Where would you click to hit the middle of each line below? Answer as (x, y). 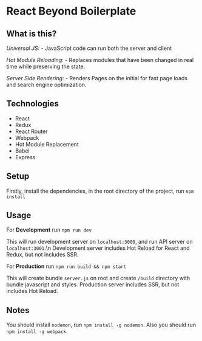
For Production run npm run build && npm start (66, 266)
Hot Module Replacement (47, 144)
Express (25, 157)
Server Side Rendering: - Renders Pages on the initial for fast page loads (97, 78)
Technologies (33, 104)
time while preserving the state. (46, 66)
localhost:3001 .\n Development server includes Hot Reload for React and (98, 248)
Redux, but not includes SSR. (42, 255)
